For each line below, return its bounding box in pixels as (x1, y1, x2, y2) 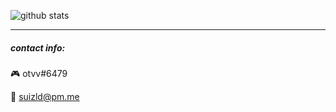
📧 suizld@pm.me (10, 90, 80, 102)
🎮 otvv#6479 (10, 67, 68, 79)
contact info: (10, 41, 66, 54)
